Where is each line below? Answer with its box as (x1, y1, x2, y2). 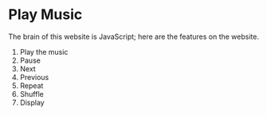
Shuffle (19, 89, 44, 98)
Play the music (19, 47, 69, 56)
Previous (19, 72, 49, 82)
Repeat (19, 81, 44, 90)
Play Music (8, 6, 83, 24)
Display (19, 98, 45, 107)
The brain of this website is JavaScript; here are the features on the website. (8, 32, 259, 41)
